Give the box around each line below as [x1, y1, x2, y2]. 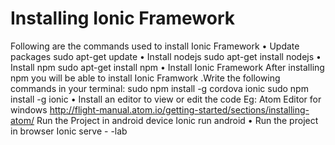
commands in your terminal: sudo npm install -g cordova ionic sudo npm [10, 82, 309, 94]
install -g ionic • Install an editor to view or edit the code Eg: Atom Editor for [10, 93, 322, 105]
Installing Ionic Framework [10, 7, 235, 30]
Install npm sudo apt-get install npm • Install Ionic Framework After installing [10, 61, 325, 73]
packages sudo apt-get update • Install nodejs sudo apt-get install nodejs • [10, 50, 322, 62]
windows [10, 103, 48, 116]
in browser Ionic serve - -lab [10, 125, 128, 137]
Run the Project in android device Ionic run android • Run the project [36, 114, 319, 126]
